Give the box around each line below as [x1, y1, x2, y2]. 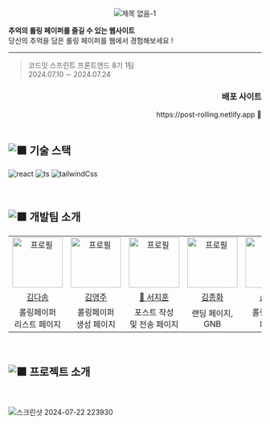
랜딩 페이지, [191, 307, 234, 319]
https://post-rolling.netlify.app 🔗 [156, 109, 262, 120]
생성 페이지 [76, 319, 116, 330]
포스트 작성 [134, 307, 174, 318]
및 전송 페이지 [129, 319, 179, 330]
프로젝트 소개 [29, 365, 91, 379]
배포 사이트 [221, 91, 262, 102]
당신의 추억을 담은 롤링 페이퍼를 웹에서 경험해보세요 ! [8, 36, 174, 45]
